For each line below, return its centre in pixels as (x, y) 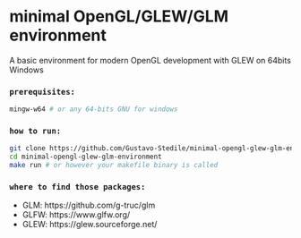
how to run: (35, 131)
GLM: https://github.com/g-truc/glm (89, 205)
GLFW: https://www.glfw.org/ (76, 215)
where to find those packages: (77, 187)
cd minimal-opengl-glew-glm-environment (86, 157)
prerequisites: (43, 92)
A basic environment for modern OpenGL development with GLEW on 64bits (150, 60)
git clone (28, 149)
